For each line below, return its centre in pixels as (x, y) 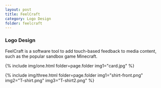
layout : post (18, 10)
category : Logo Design (28, 19)
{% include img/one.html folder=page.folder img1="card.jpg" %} (70, 66)
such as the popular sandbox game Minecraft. (51, 56)
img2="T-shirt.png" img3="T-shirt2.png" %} (50, 80)
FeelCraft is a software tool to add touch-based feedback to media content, (81, 51)
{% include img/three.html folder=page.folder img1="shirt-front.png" (74, 75)
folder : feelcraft (24, 23)
